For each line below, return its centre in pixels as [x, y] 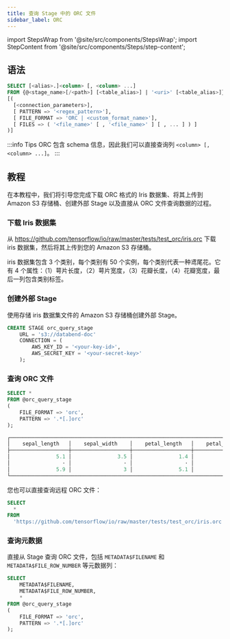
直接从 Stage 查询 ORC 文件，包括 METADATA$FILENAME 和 [86, 557]
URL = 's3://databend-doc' [58, 334]
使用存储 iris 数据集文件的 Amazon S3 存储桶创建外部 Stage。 [94, 315]
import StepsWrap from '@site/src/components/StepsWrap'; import [102, 39]
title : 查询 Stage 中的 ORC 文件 [52, 13]
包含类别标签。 [46, 279]
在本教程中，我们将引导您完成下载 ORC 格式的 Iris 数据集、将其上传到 [105, 195]
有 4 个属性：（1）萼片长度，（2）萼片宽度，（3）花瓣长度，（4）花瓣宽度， [111, 271]
